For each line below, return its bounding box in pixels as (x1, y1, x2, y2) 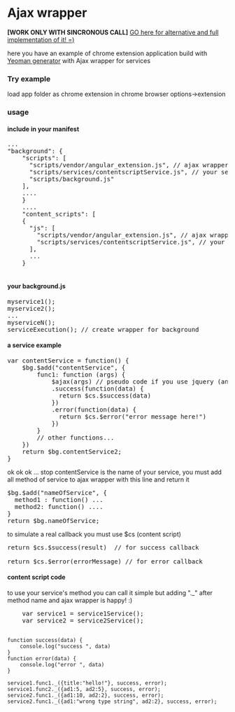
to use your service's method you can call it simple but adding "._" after (7, 588, 213, 596)
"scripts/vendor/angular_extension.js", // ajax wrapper (29, 161, 229, 169)
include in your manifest (7, 125, 80, 133)
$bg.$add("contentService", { (22, 363, 126, 372)
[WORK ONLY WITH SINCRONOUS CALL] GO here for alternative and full (7, 28, 219, 36)
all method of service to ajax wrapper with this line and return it (7, 475, 190, 484)
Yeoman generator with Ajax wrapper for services (7, 56, 151, 64)
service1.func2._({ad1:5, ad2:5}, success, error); (7, 685, 161, 692)
